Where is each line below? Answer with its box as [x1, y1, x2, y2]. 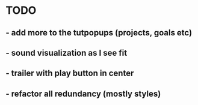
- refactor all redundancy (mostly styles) [5, 88, 161, 99]
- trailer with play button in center [5, 68, 134, 79]
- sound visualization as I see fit [5, 47, 128, 58]
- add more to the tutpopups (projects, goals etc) [5, 28, 193, 38]
